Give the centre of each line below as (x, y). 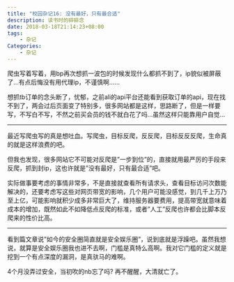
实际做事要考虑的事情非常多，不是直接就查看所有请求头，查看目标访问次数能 (117, 183)
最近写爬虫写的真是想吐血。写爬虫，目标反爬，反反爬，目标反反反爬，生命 (114, 135)
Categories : (24, 46)
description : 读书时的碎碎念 (46, 20)
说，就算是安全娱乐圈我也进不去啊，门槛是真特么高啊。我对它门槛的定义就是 (117, 248)
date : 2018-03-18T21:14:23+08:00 (56, 27)
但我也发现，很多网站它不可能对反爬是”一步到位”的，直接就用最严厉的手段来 (117, 159)
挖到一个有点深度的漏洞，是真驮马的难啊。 (68, 256)
